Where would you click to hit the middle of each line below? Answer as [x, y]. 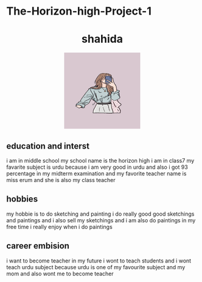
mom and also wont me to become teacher [60, 273]
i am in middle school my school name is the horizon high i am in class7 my [100, 160]
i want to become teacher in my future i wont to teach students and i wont [99, 261]
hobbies [22, 199]
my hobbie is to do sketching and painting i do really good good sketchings [100, 214]
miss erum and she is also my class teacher [61, 180]
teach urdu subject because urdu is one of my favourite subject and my [96, 267]
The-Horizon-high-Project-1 [79, 11]
